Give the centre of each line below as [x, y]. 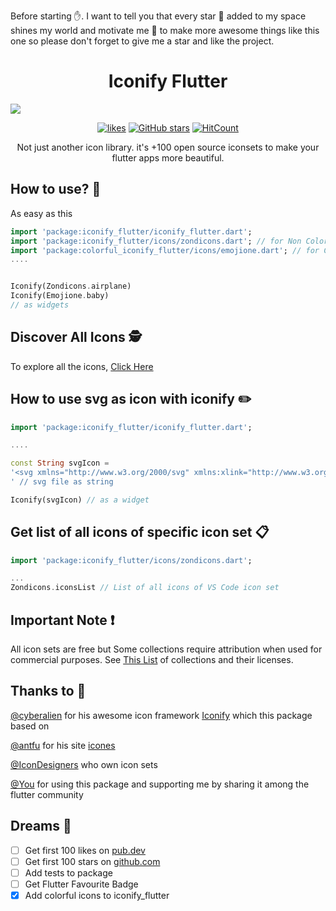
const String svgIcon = [60, 463]
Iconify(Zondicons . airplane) [71, 286]
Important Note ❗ [62, 620]
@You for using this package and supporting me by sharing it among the [160, 784]
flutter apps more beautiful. [168, 157]
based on [30, 726]
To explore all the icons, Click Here [82, 366]
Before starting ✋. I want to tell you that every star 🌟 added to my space [158, 16]
